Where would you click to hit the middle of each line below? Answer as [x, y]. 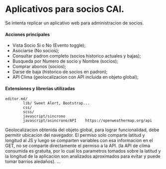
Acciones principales [28, 34]
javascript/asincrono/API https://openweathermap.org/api [88, 121]
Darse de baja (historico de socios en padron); [60, 72]
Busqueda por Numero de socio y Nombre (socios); [65, 61]
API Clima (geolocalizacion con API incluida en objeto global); [75, 77]
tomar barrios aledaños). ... [33, 162]
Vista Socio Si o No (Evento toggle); [49, 45]
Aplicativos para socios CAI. [65, 9]
